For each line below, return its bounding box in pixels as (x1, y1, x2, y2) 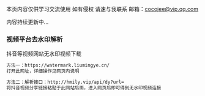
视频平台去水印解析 (6, 35, 63, 43)
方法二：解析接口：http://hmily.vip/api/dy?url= (6, 79, 124, 86)
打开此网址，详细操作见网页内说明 (6, 68, 80, 75)
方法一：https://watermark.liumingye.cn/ (6, 62, 110, 68)
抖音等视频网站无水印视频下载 (6, 50, 81, 57)
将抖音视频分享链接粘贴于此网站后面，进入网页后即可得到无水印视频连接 (6, 84, 162, 90)
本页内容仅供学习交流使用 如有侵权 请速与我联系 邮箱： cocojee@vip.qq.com (6, 6, 199, 12)
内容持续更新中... (6, 18, 49, 26)
